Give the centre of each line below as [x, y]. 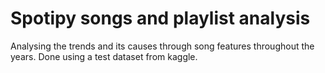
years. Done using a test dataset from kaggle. [104, 56]
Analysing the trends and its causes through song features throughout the [162, 46]
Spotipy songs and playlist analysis [160, 18]
